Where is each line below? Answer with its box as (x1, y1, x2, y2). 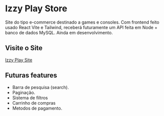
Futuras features (5, 71, 58, 80)
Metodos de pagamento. (12, 105, 63, 111)
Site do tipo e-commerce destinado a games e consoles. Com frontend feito (5, 19, 160, 25)
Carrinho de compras (12, 100, 56, 106)
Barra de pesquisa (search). (12, 84, 69, 90)
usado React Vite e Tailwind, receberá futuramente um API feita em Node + (5, 24, 158, 30)
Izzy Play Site (5, 57, 33, 63)
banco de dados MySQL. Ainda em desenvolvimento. (5, 29, 113, 35)
